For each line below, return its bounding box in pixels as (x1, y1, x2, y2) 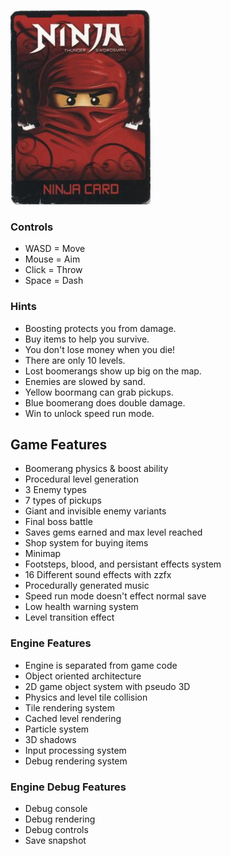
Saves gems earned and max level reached (24, 526, 203, 539)
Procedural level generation (24, 473, 139, 485)
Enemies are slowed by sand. (24, 375, 146, 387)
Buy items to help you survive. (24, 333, 150, 345)
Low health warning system (24, 601, 139, 613)
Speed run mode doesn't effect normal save (24, 590, 207, 602)
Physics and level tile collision (24, 691, 148, 703)
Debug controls (24, 824, 89, 835)
